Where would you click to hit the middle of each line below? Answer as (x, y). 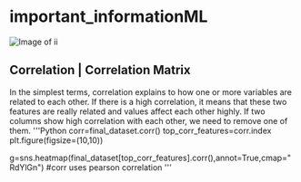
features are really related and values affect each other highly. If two (137, 111)
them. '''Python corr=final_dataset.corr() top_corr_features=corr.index (140, 130)
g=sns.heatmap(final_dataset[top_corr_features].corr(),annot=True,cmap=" (150, 158)
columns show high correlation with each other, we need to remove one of (149, 120)
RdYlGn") (27, 167)
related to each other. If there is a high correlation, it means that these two (148, 101)
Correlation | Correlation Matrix (100, 70)
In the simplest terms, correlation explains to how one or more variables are (151, 91)
